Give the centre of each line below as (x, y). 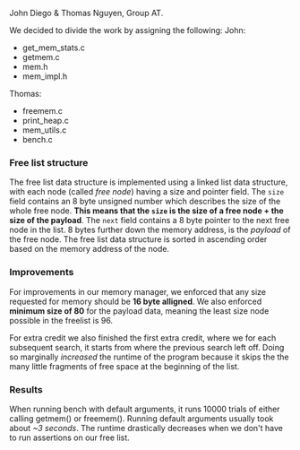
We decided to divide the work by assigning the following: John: (128, 30)
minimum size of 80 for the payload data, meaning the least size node (139, 311)
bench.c (38, 139)
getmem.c (41, 57)
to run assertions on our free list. (69, 437)
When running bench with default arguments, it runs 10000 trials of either (145, 409)
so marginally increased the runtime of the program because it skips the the (149, 357)
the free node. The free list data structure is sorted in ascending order (138, 239)
